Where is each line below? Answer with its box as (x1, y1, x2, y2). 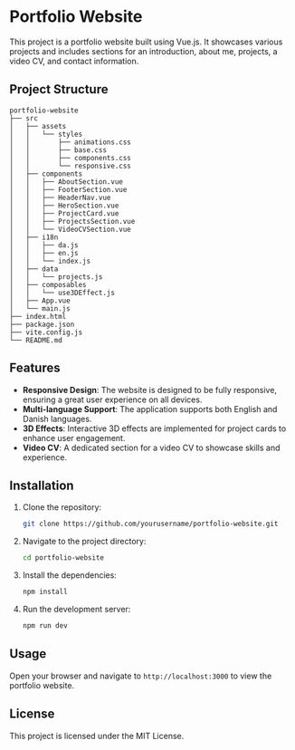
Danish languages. (22, 413, 92, 424)
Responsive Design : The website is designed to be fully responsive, (22, 384, 278, 395)
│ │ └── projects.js (9, 272, 103, 282)
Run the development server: (22, 604, 131, 614)
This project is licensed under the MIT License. (9, 730, 185, 741)
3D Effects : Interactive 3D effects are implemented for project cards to (22, 423, 287, 434)
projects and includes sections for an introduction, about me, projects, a (9, 45, 278, 56)
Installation (9, 477, 74, 493)
